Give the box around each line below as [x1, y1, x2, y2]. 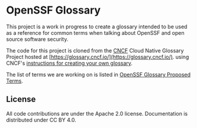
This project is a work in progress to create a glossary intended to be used [6, 23, 188, 30]
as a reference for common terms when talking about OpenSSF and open [6, 29, 185, 36]
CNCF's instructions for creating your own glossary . [6, 60, 133, 67]
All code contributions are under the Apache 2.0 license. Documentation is [6, 110, 188, 117]
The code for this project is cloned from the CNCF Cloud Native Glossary [6, 47, 185, 54]
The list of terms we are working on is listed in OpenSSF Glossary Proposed [6, 71, 191, 78]
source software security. [6, 35, 69, 42]
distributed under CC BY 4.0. [6, 116, 76, 123]
